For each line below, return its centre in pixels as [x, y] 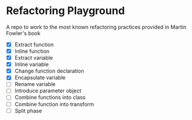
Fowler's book [23, 33]
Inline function [32, 51]
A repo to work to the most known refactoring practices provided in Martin [96, 27]
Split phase [28, 111]
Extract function [34, 44]
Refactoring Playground [66, 11]
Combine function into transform [54, 104]
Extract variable [34, 58]
